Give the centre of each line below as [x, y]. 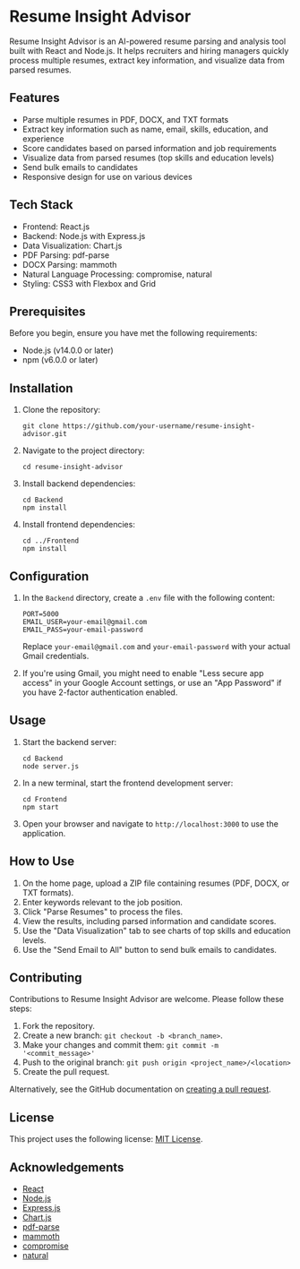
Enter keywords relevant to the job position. [103, 902]
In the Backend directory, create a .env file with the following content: [149, 598]
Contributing [46, 978]
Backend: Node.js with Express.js [84, 236]
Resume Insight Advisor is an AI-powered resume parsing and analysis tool [148, 41]
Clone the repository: [61, 410]
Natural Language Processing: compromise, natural [117, 274]
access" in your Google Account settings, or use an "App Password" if [152, 683]
